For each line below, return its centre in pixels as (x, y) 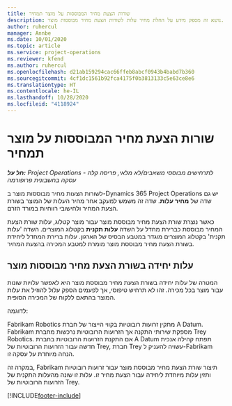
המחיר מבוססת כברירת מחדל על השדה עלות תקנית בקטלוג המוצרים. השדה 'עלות (115, 229)
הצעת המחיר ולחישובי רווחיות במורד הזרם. (63, 208)
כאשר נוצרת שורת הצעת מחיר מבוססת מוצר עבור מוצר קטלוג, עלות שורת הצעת (111, 221)
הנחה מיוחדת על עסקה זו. (41, 354)
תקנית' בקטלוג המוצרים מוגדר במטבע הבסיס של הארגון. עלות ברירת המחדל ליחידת (116, 236)
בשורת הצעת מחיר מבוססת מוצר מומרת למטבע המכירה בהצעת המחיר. (101, 243)
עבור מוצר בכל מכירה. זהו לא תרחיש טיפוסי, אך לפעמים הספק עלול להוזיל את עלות (115, 290)
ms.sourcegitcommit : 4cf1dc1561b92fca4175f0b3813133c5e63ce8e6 (101, 78)
